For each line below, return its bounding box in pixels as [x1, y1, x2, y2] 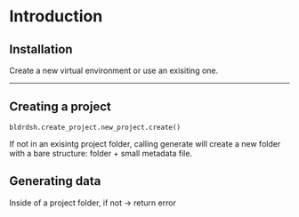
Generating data [9, 173, 101, 189]
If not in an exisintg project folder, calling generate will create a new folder [9, 138, 281, 149]
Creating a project [9, 100, 111, 115]
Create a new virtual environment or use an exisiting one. [9, 65, 219, 76]
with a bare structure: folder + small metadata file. [9, 148, 193, 158]
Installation [9, 42, 73, 57]
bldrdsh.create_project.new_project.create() [9, 123, 181, 132]
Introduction [9, 6, 103, 27]
